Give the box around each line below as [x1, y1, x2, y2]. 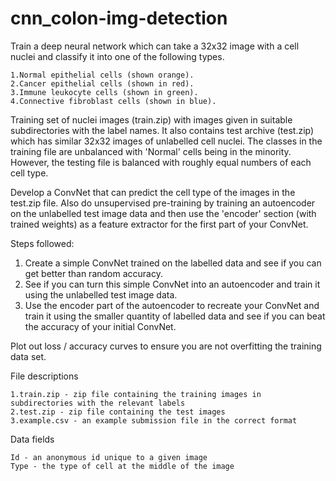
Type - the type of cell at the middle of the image [10, 461, 235, 471]
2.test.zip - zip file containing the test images [10, 407, 226, 417]
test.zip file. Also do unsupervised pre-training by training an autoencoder [10, 197, 316, 209]
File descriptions [10, 370, 79, 382]
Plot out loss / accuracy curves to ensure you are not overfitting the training [10, 340, 322, 352]
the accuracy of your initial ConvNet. [24, 320, 177, 332]
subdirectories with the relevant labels [10, 398, 186, 408]
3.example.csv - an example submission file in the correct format [10, 415, 298, 426]
